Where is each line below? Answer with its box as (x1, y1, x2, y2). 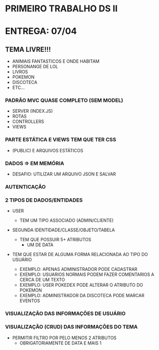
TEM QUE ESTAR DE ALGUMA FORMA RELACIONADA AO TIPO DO (12, 252, 148, 258)
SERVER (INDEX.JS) (12, 108, 53, 114)
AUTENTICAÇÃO (5, 183, 46, 190)
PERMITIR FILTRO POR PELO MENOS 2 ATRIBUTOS (12, 335, 117, 341)
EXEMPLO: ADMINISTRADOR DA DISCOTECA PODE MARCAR (19, 293, 145, 299)
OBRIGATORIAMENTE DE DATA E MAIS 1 (19, 340, 102, 346)
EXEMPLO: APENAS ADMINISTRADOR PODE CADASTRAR (19, 266, 138, 272)
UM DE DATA (27, 242, 54, 248)
